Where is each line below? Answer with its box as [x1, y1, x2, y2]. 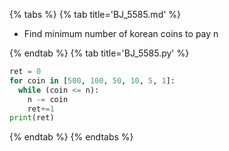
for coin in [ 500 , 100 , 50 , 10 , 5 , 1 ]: [9, 75, 176, 86]
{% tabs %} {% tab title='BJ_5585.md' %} [9, 9, 182, 20]
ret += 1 [27, 104, 55, 114]
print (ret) [9, 113, 55, 123]
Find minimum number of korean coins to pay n [23, 28, 219, 39]
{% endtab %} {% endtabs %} [9, 131, 134, 143]
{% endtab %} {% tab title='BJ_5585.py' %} [9, 47, 190, 59]
